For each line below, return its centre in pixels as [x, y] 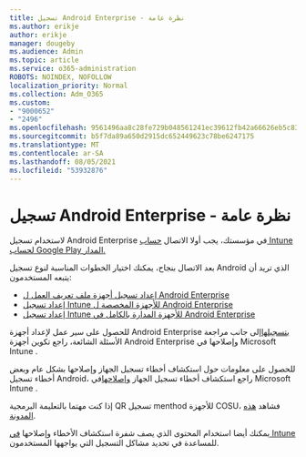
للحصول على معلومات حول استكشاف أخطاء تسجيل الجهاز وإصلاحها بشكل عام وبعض [153, 369]
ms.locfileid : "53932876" [58, 170]
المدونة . [23, 416]
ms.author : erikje [44, 26]
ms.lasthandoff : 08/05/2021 [63, 162]
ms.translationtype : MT [55, 145]
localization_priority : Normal [69, 86]
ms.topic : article [44, 60]
